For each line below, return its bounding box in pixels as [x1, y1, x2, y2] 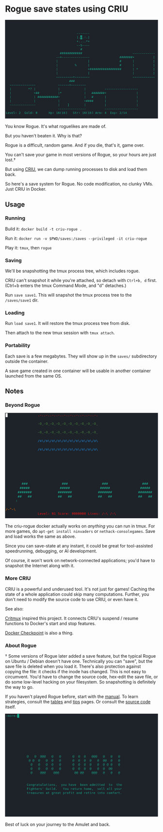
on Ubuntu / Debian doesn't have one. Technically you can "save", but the [5, 658, 153, 664]
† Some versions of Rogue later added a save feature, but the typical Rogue [5, 653, 156, 659]
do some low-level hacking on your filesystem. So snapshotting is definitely [5, 679, 156, 685]
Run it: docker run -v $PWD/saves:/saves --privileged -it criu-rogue [5, 235, 147, 241]
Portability [5, 342, 31, 349]
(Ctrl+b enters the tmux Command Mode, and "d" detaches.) [5, 283, 127, 288]
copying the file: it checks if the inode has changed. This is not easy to [5, 668, 147, 674]
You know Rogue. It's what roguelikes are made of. [5, 123, 107, 130]
